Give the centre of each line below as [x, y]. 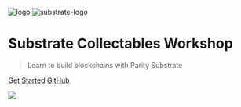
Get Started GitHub [39, 80]
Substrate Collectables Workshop [120, 44]
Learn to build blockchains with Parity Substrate [105, 65]
